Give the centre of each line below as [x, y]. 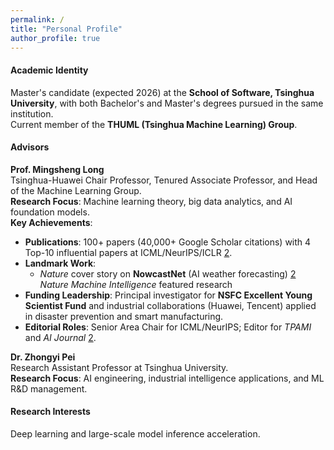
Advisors [30, 147]
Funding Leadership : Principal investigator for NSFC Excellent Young [168, 295]
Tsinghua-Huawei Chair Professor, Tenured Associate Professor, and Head [164, 180]
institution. [32, 113]
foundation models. [50, 212]
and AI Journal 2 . [60, 337]
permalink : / [37, 19]
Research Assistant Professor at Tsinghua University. [119, 367]
